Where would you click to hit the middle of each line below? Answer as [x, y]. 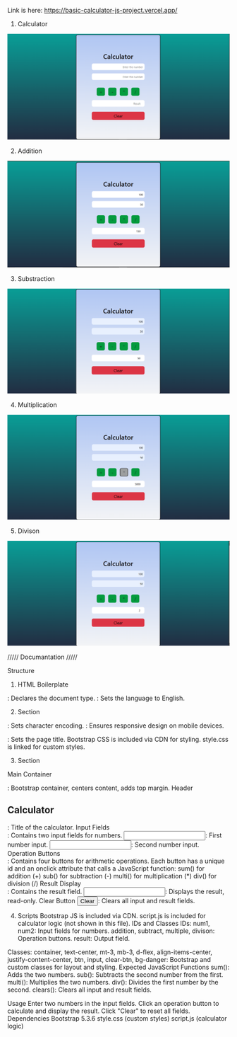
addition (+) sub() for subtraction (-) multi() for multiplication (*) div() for [112, 876]
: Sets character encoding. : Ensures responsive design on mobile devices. [116, 726]
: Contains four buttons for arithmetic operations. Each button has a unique [116, 861]
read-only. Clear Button [41, 900]
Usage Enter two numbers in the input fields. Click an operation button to [113, 1003]
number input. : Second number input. [103, 844]
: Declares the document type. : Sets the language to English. [96, 698]
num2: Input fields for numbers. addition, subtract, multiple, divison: [116, 931]
